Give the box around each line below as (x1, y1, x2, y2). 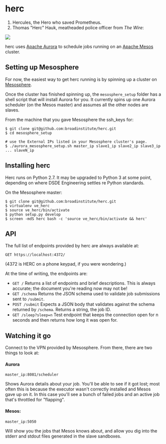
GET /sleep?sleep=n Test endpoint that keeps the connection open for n (12, 312, 159, 318)
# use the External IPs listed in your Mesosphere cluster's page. (5, 139, 148, 144)
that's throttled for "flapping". (5, 397, 65, 403)
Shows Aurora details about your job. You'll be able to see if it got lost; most (5, 381, 160, 387)
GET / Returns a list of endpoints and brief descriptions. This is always (12, 280, 156, 286)
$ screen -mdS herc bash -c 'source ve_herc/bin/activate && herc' (5, 216, 148, 221)
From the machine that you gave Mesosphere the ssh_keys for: (5, 116, 134, 122)
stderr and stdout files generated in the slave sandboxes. (5, 433, 121, 439)
